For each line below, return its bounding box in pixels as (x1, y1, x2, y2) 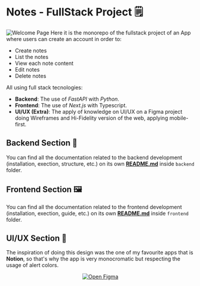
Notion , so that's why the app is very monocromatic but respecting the (6, 255, 181, 263)
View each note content (14, 60, 73, 67)
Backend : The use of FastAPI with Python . (14, 95, 119, 102)
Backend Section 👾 (6, 138, 78, 148)
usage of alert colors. (6, 262, 59, 269)
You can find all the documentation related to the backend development (6, 154, 183, 161)
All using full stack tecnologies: (6, 83, 83, 91)
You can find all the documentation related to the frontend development (6, 203, 182, 210)
